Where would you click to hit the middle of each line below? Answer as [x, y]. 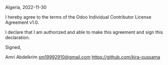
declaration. [18, 38]
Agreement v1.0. [22, 22]
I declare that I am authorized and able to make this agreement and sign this [84, 32]
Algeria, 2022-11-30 [26, 7]
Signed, [13, 47]
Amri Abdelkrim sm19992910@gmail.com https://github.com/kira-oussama [83, 57]
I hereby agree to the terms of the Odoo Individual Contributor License [78, 17]
